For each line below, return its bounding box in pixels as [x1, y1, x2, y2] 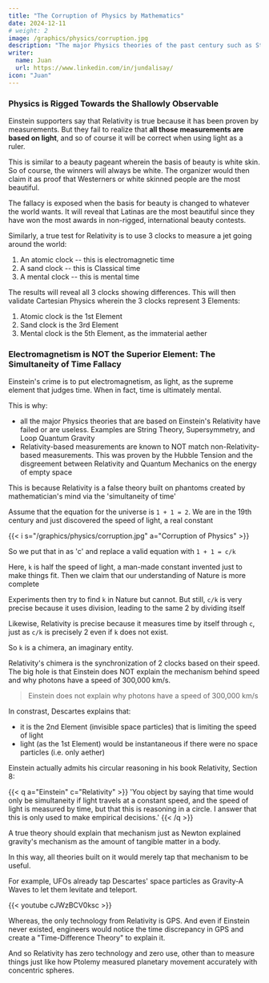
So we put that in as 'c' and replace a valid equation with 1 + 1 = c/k [8, 547, 236, 556]
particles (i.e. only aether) [19, 747, 106, 758]
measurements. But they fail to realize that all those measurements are [8, 124, 244, 134]
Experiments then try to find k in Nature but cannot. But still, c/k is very [8, 595, 243, 605]
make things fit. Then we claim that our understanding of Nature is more [8, 571, 247, 580]
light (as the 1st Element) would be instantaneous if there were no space [19, 739, 259, 749]
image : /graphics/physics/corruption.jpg [8, 34, 149, 42]
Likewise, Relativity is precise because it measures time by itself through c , [8, 619, 255, 629]
